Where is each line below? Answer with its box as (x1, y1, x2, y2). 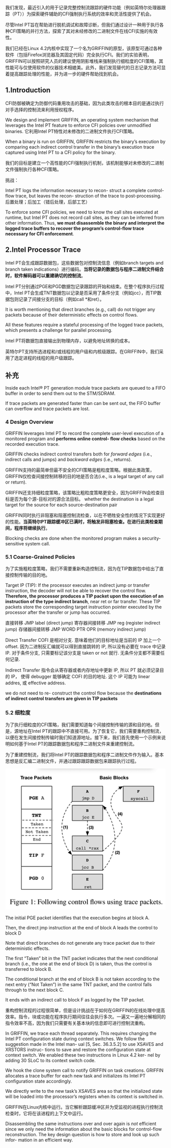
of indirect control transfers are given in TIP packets (5, 696, 118, 702)
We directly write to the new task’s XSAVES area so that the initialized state (5, 1088, 163, 1094)
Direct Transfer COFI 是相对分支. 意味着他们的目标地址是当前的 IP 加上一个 (5, 637, 161, 643)
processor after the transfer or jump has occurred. (5, 609, 111, 615)
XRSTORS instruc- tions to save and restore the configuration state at (5, 1046, 151, 1053)
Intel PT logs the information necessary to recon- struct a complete (5, 187, 147, 193)
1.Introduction (5, 86, 51, 94)
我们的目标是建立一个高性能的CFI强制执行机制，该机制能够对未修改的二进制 (5, 160, 164, 166)
